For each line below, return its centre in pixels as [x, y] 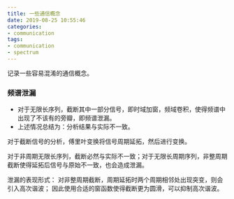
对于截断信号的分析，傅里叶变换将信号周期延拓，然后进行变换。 [99, 142]
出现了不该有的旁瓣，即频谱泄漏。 [66, 118]
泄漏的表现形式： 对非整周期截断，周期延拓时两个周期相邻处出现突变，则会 [115, 180]
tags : [15, 40]
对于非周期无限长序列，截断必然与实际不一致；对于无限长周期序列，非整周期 [117, 157]
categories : [24, 26]
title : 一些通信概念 [34, 14]
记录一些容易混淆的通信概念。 [50, 73]
